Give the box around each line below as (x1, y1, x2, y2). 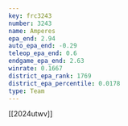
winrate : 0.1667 (8, 65, 63, 73)
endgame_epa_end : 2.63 (8, 57, 85, 65)
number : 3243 (8, 19, 52, 27)
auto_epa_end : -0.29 (8, 42, 78, 50)
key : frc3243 (8, 11, 52, 20)
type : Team (8, 86, 45, 95)
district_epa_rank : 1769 (8, 72, 92, 80)
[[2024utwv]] (8, 109, 53, 119)
